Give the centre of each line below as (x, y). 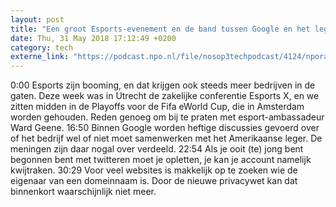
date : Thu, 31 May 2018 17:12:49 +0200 (93, 38)
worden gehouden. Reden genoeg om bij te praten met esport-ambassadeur (167, 117)
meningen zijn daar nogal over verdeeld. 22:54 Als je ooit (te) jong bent (157, 149)
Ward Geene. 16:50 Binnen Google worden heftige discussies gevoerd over (165, 128)
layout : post (37, 19)
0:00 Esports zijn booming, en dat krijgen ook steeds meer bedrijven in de (163, 85)
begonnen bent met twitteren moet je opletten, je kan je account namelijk (161, 160)
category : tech (42, 47)
